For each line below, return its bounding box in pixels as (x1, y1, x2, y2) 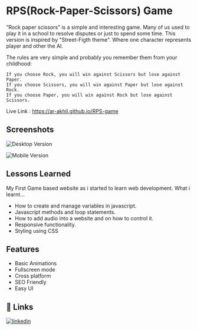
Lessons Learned (6, 169, 71, 179)
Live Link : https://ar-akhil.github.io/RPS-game (6, 107, 119, 114)
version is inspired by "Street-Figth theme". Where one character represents (6, 36, 192, 43)
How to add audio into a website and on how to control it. (14, 214, 154, 222)
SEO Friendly (14, 279, 47, 286)
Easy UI (14, 285, 34, 292)
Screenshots (6, 125, 54, 135)
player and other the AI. (6, 42, 64, 49)
